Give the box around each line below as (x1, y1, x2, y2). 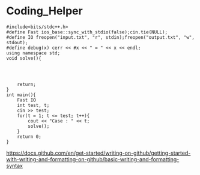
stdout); (6, 39, 28, 45)
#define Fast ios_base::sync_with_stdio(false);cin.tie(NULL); (6, 29, 168, 35)
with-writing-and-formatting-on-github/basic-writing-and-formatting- (6, 155, 180, 162)
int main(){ (6, 91, 36, 98)
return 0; (17, 133, 42, 140)
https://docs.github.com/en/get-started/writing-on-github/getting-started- (6, 149, 191, 156)
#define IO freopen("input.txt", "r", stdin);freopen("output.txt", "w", (6, 34, 195, 40)
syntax (6, 162, 23, 169)
